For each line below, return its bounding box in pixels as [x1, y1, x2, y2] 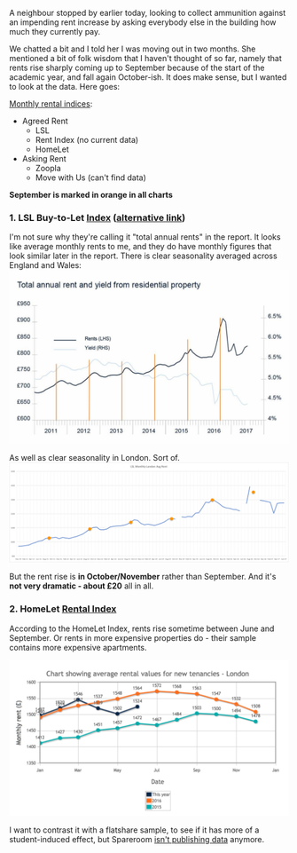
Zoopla [35, 163, 62, 173]
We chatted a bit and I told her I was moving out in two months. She [9, 43, 256, 54]
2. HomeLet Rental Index [9, 603, 117, 615]
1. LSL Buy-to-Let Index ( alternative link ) [9, 211, 186, 224]
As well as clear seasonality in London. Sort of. [9, 453, 180, 463]
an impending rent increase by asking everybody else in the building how [9, 17, 277, 28]
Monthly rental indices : [9, 99, 93, 109]
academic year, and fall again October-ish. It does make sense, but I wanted [9, 72, 287, 83]
